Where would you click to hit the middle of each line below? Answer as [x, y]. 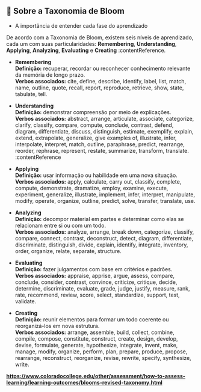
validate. [26, 301]
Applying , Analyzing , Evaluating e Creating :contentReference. [86, 50]
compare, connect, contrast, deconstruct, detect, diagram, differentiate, [104, 238]
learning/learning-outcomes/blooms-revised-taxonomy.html [84, 382]
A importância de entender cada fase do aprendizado [81, 25]
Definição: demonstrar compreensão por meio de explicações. [93, 112]
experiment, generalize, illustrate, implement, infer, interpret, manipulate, [105, 194]
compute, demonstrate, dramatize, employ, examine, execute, [91, 188]
